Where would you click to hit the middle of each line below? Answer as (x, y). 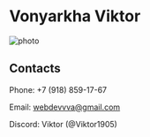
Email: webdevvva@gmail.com (65, 107)
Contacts (35, 68)
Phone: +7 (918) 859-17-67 (58, 89)
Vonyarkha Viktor (75, 16)
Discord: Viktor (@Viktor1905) (63, 124)
